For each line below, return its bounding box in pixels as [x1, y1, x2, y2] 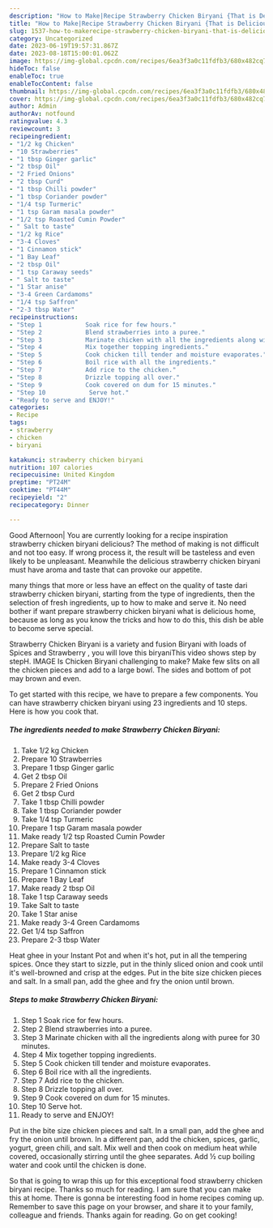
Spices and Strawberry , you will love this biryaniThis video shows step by [9, 647, 257, 657]
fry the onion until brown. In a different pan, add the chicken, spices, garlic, [9, 1134, 260, 1144]
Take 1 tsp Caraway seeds [20, 892, 109, 902]
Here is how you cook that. [9, 706, 100, 716]
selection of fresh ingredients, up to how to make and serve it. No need [9, 597, 246, 608]
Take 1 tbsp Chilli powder [20, 797, 105, 807]
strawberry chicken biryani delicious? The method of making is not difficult [9, 539, 259, 548]
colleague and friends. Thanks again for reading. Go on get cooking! [9, 1210, 237, 1220]
